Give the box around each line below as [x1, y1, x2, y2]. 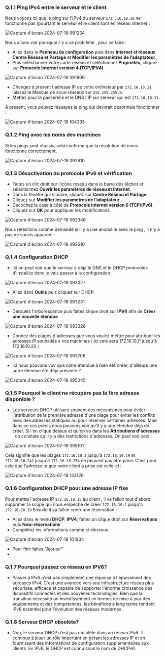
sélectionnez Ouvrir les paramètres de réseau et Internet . [12, 186, 132, 192]
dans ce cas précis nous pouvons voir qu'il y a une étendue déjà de [12, 423, 150, 429]
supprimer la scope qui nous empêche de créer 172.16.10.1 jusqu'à [5, 501, 143, 507]
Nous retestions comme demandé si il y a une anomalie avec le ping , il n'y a [5, 226, 160, 232]
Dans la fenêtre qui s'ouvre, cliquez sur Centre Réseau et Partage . [12, 191, 148, 197]
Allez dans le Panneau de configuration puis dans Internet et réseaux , [12, 49, 157, 55]
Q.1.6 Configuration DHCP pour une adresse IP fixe [5, 485, 129, 492]
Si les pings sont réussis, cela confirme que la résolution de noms [5, 142, 138, 148]
